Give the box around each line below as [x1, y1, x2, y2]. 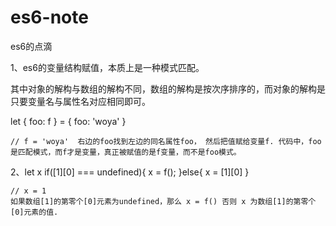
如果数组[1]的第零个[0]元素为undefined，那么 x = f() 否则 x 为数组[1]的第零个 [10, 196, 317, 206]
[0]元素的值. [10, 207, 59, 217]
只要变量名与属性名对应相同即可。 [10, 95, 151, 107]
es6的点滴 [10, 40, 53, 52]
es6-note [10, 6, 89, 29]
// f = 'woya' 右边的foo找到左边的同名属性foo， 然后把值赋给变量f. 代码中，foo [10, 136, 322, 146]
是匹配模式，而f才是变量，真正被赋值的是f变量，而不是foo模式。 [10, 147, 242, 157]
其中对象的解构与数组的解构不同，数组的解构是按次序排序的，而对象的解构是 [10, 82, 326, 95]
